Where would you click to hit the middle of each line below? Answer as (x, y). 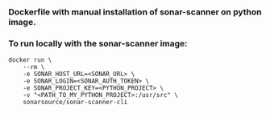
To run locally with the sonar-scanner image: (98, 43)
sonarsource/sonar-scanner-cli (75, 103)
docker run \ (30, 60)
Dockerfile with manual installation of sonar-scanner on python (135, 12)
